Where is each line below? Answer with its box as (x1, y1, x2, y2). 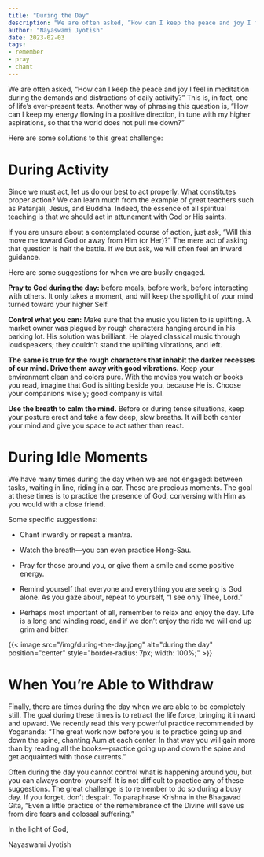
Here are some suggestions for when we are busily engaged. (8, 267, 206, 276)
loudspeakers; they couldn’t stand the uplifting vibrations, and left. (8, 339, 222, 349)
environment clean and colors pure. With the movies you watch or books (8, 372, 244, 381)
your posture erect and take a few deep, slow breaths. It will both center (8, 412, 242, 421)
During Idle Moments (8, 448, 148, 466)
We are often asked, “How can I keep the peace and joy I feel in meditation (8, 84, 250, 94)
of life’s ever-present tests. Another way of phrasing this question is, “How (8, 101, 249, 110)
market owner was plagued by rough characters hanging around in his (8, 323, 236, 332)
